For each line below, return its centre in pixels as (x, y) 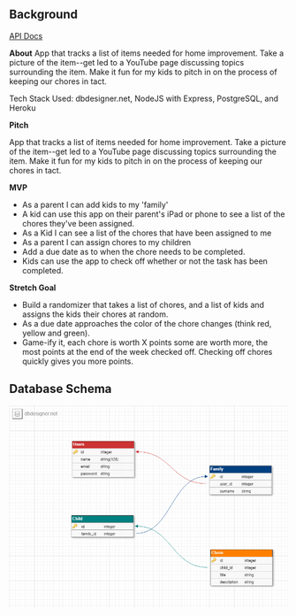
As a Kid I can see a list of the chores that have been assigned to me (147, 233)
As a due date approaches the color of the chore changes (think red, (147, 323)
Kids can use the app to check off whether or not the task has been (144, 261)
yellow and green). (56, 333)
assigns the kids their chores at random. (95, 314)
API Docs (26, 35)
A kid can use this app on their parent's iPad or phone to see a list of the (153, 214)
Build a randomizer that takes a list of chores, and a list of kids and (143, 304)
